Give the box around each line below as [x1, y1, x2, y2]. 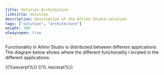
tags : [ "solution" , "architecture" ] [5, 21, 82, 26]
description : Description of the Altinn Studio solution [5, 16, 127, 21]
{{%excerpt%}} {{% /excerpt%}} [5, 64, 73, 70]
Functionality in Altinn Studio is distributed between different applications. [5, 44, 158, 50]
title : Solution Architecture [5, 7, 69, 12]
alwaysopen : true [5, 30, 42, 35]
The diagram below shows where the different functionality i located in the [5, 49, 159, 55]
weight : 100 [5, 26, 30, 31]
